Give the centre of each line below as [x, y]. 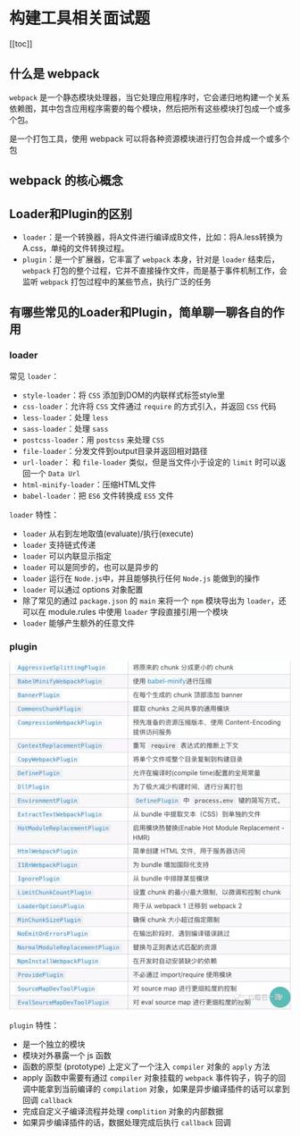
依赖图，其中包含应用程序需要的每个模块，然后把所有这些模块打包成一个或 [146, 108]
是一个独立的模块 [54, 1044]
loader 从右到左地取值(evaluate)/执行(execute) [108, 534]
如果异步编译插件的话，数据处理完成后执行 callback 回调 [126, 1122]
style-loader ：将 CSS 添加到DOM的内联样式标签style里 [124, 395]
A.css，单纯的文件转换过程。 [75, 248]
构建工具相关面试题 [80, 18]
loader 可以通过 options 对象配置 [83, 589]
